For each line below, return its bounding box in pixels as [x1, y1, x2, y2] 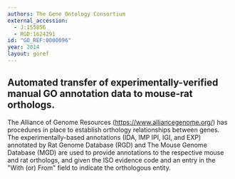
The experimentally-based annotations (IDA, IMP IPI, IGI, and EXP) [7, 133, 202, 141]
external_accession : [7, 17, 69, 24]
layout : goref [7, 51, 50, 58]
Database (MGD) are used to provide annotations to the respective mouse [7, 148, 224, 157]
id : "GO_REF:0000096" [7, 37, 72, 44]
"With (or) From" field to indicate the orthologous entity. [7, 163, 171, 172]
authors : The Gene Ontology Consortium [7, 10, 126, 18]
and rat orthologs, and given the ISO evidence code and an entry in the [7, 155, 216, 164]
